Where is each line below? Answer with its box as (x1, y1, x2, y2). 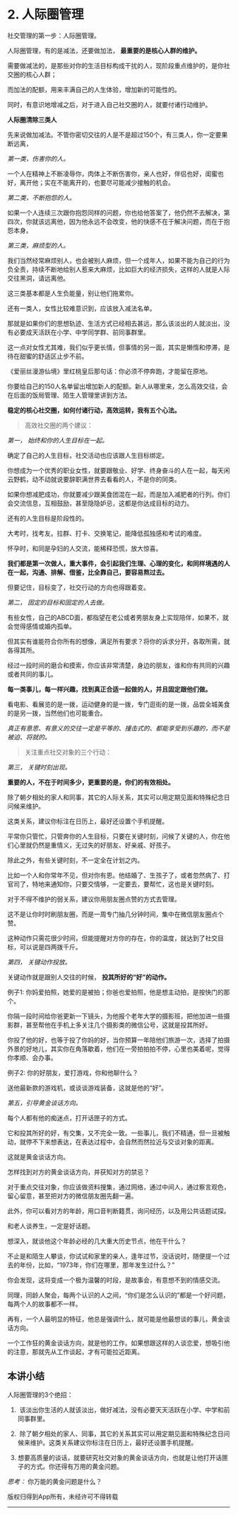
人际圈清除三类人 (7, 115, 57, 124)
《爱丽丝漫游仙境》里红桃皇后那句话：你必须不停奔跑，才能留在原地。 (7, 366, 212, 376)
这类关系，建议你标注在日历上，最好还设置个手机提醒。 (7, 816, 168, 826)
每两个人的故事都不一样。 (7, 1300, 82, 1308)
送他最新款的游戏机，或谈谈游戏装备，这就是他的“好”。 (7, 1083, 168, 1092)
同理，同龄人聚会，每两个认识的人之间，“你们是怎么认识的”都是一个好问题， (7, 1290, 230, 1299)
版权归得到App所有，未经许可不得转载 (7, 1492, 119, 1501)
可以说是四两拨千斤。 (19, 942, 82, 951)
